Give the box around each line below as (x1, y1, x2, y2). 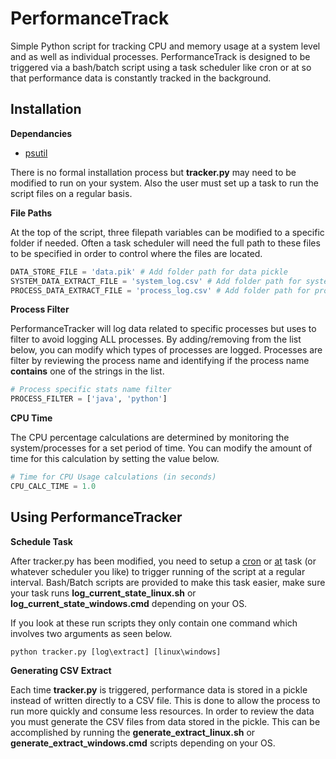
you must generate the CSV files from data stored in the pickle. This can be (10, 715, 321, 727)
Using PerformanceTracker (10, 509, 183, 526)
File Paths (10, 207, 53, 219)
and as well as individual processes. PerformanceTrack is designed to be (10, 50, 311, 62)
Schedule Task (10, 535, 73, 547)
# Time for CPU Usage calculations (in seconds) (10, 472, 217, 482)
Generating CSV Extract (10, 664, 112, 676)
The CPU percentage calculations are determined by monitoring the (10, 432, 290, 444)
